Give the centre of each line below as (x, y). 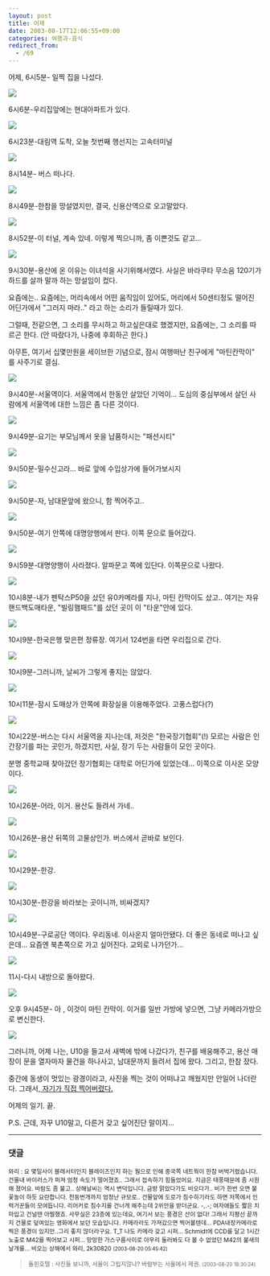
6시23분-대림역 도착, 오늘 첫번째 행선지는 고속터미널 (90, 141)
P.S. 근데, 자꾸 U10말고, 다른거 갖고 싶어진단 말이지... (92, 1123)
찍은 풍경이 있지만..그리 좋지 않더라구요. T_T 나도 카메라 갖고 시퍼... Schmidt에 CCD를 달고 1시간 (134, 1232)
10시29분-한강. (32, 870)
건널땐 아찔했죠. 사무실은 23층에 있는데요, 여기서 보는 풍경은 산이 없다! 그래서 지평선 (136, 1215)
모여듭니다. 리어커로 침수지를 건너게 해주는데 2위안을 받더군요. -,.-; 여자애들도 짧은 (145, 1206)
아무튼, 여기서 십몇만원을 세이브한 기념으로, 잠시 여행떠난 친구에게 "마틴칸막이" (132, 352)
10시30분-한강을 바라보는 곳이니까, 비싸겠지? (79, 902)
